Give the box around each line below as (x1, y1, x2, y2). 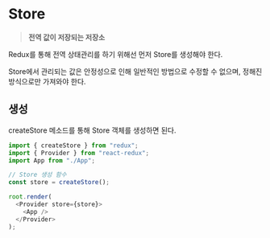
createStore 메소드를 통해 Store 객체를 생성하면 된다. (8, 125, 177, 135)
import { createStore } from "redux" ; (8, 142, 139, 150)
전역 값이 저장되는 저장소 (27, 32, 106, 42)
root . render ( (8, 193, 52, 201)
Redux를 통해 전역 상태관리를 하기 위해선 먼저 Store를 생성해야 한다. (8, 49, 223, 59)
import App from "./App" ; (8, 156, 95, 165)
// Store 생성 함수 (8, 170, 67, 179)
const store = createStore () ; (8, 178, 110, 187)
